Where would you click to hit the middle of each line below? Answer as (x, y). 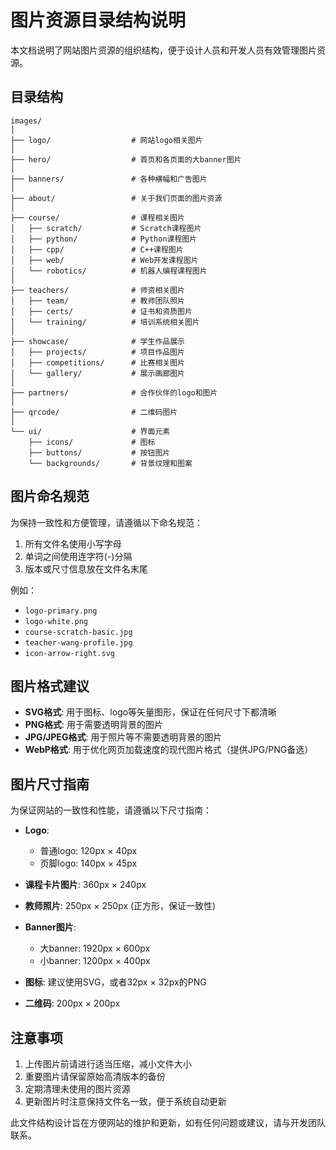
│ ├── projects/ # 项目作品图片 (97, 352)
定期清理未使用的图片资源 (77, 1089)
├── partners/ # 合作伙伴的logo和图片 (114, 392)
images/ (26, 121)
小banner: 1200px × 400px (95, 961)
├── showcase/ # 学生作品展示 (97, 341)
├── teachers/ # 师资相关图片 (97, 290)
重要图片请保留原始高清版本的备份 (95, 1076)
